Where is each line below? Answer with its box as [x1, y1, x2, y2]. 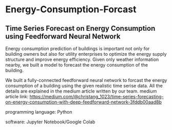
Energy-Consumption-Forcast [5, 4, 137, 15]
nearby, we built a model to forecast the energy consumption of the [5, 62, 148, 68]
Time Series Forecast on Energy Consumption [5, 24, 156, 33]
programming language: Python [5, 109, 72, 115]
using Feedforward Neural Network [5, 32, 121, 40]
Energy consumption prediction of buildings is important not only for [5, 46, 150, 52]
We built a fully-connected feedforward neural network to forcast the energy [5, 77, 167, 83]
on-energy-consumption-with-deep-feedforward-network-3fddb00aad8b [5, 99, 162, 105]
